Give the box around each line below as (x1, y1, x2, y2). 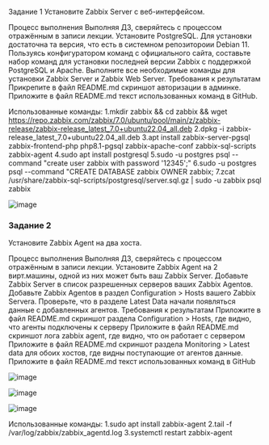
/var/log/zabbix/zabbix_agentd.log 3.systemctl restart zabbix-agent (8, 428, 233, 438)
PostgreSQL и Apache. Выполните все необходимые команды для (8, 65, 236, 75)
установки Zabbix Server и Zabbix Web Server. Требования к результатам (8, 74, 261, 83)
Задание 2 (8, 220, 52, 231)
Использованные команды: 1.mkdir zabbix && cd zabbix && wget (8, 107, 228, 116)
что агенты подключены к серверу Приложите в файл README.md (8, 322, 239, 332)
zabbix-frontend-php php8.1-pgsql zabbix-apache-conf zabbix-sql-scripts (8, 141, 257, 150)
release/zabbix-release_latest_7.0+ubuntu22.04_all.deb (8, 124, 192, 133)
